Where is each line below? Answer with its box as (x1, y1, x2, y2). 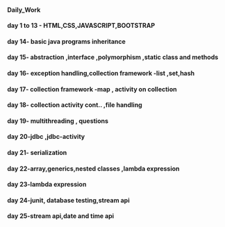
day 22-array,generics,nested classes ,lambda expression (7, 164, 180, 173)
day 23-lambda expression (7, 180, 87, 189)
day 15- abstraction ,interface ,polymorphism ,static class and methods (7, 53, 219, 62)
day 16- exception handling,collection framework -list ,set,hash (7, 69, 195, 77)
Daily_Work (7, 6, 41, 14)
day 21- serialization (7, 148, 67, 156)
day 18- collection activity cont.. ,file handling (7, 101, 142, 109)
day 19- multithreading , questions (7, 117, 109, 125)
